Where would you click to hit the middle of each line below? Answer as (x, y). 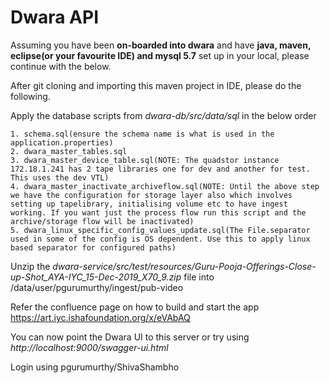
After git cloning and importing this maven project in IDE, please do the (156, 85)
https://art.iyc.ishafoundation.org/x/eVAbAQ (100, 317)
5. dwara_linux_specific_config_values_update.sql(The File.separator (160, 230)
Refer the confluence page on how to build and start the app (135, 307)
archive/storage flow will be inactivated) (102, 221)
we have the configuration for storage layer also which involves (151, 195)
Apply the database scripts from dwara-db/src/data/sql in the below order (163, 115)
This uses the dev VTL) (60, 177)
